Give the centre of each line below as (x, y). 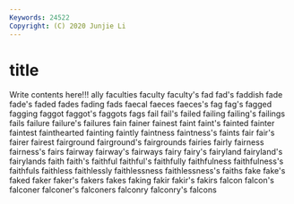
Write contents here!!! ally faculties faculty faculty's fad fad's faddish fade (146, 95)
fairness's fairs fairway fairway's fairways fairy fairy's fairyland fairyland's (146, 152)
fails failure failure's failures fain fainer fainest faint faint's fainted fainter (142, 123)
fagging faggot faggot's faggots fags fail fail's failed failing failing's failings (147, 114)
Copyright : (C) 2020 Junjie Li (68, 26)
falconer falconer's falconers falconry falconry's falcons (113, 190)
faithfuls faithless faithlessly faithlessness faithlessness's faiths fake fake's (147, 171)
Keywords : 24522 (39, 17)
